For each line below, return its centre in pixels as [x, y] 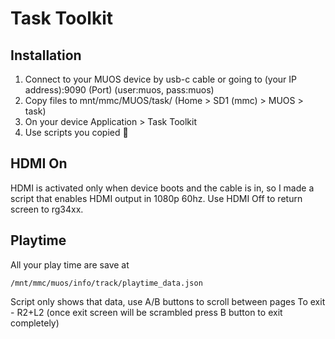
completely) [35, 323]
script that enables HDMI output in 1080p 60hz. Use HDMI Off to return [156, 198]
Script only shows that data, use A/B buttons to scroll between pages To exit [168, 301]
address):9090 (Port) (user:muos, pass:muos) [119, 90]
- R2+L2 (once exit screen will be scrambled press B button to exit [146, 312]
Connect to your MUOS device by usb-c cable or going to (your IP [161, 79]
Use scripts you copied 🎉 [76, 132]
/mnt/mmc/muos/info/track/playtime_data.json [106, 283]
